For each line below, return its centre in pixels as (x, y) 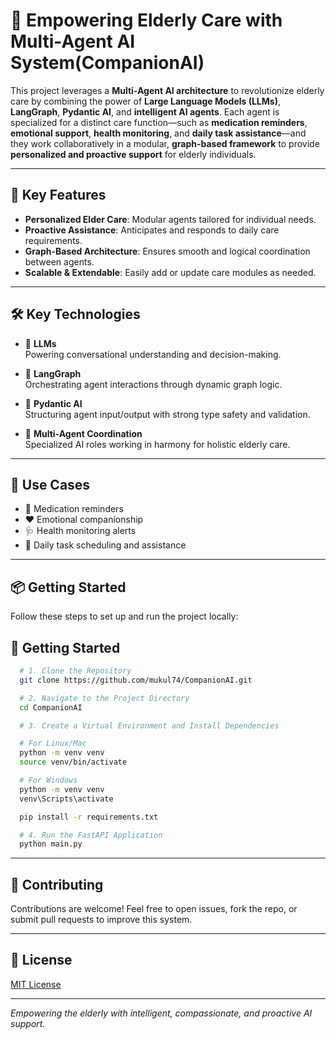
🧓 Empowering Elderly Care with (146, 20)
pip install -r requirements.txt (89, 817)
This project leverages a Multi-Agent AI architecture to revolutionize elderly (167, 90)
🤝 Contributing (57, 884)
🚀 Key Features (58, 195)
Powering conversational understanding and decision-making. (153, 354)
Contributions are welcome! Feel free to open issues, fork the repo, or (154, 909)
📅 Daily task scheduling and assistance (105, 545)
